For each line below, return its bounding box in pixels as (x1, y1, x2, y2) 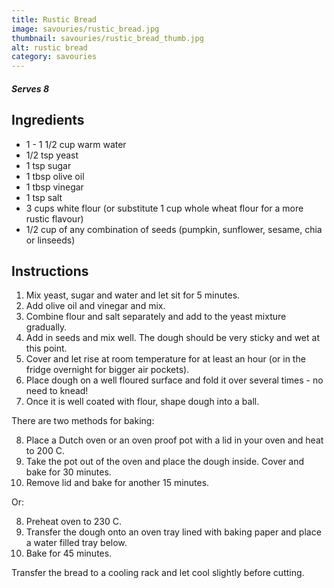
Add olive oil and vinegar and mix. (25, 300, 166, 312)
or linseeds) (25, 234, 76, 246)
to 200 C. (25, 445, 65, 457)
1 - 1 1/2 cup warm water (25, 138, 127, 150)
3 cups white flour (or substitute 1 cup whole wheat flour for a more (25, 202, 304, 214)
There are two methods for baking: (11, 415, 155, 427)
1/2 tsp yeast (25, 149, 79, 161)
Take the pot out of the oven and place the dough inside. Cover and (25, 456, 305, 468)
